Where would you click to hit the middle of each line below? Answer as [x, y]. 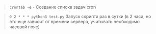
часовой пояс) [24, 27]
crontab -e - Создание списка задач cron [52, 7]
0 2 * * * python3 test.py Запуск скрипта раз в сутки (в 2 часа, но [80, 16]
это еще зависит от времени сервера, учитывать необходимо [75, 22]
